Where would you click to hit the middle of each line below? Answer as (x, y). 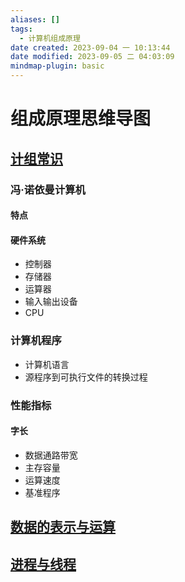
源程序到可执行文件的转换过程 (86, 377)
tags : (21, 29)
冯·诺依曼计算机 (48, 189)
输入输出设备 (51, 302)
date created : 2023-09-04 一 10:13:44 (90, 47)
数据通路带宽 (51, 455)
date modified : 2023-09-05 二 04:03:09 (92, 57)
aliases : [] (35, 19)
